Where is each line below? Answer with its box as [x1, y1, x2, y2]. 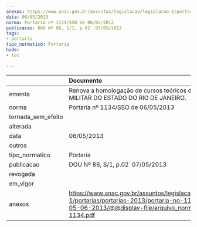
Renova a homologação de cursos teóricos [69, 86, 186, 94]
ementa [9, 90, 30, 98]
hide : [6, 47, 19, 53]
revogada [9, 170, 35, 178]
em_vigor [9, 179, 34, 188]
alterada [9, 122, 32, 130]
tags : [6, 31, 19, 36]
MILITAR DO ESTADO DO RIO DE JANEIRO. [69, 93, 186, 101]
